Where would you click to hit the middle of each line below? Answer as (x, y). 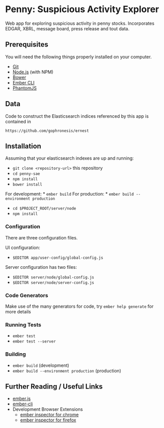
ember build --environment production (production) (67, 370)
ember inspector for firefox (48, 420)
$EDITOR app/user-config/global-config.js (58, 258)
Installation (23, 146)
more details (18, 311)
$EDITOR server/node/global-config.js (53, 277)
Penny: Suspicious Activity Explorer (82, 9)
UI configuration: (23, 247)
